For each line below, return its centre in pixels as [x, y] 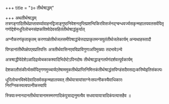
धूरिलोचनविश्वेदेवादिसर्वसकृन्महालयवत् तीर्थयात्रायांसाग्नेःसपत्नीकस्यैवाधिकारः [64, 80]
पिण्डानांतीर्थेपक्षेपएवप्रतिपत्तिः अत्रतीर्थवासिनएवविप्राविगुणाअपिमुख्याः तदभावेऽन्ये [64, 49]
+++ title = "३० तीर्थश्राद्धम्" [30, 8]
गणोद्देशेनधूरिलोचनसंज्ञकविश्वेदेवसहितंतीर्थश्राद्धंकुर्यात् [45, 29]
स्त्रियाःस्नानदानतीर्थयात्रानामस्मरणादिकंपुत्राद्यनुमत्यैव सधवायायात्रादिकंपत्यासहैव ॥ [68, 95]
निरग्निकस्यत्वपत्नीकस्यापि [26, 85]
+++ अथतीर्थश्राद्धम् [21, 18]
